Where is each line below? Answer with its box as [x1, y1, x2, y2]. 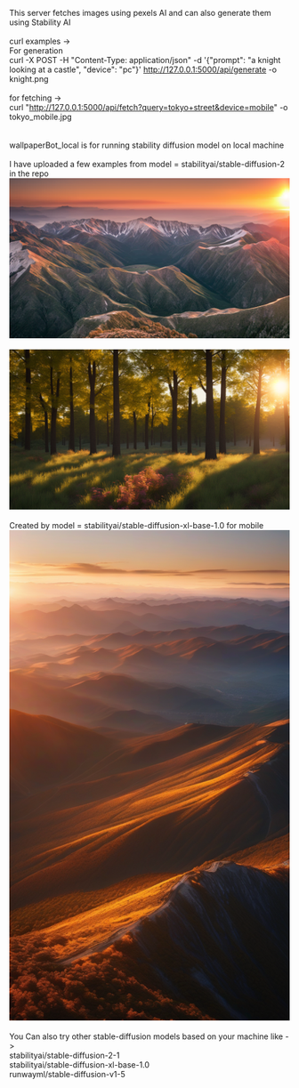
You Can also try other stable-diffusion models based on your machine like [9, 1031, 284, 1042]
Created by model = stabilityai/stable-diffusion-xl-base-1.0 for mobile [9, 520, 264, 530]
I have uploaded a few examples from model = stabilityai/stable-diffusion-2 [9, 159, 285, 169]
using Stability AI [9, 17, 71, 28]
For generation [9, 45, 64, 56]
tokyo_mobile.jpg [9, 111, 73, 122]
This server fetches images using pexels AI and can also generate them [9, 8, 271, 18]
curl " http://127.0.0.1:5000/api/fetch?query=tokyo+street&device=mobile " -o [9, 102, 288, 112]
